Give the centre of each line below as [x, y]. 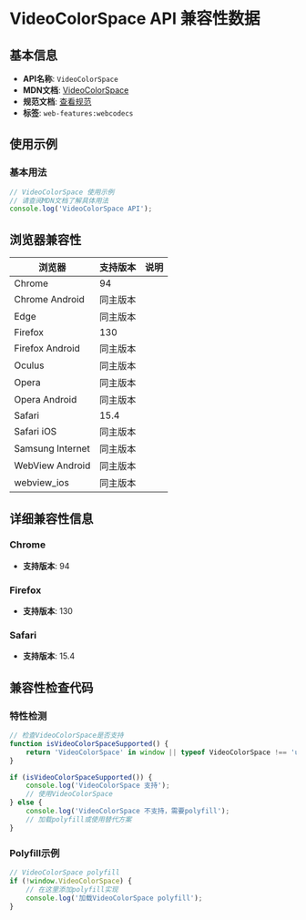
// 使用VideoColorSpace [70, 794]
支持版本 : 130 [47, 611]
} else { [26, 802]
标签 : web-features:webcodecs [78, 113]
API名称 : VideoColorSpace [70, 79]
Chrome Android [49, 300]
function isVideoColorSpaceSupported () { [89, 743]
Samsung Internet [52, 449]
